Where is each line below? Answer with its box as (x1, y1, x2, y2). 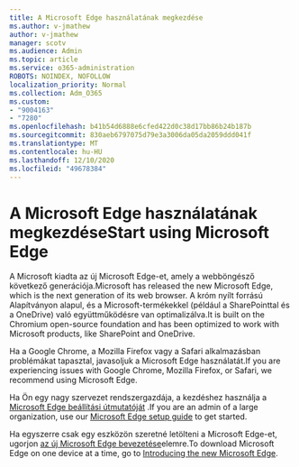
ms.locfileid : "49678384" (9, 164, 106, 173)
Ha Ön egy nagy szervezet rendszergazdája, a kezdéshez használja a (9, 392, 267, 403)
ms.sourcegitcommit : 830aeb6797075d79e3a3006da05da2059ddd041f (9, 131, 252, 140)
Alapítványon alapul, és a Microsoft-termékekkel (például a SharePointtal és (9, 299, 290, 311)
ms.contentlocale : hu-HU (9, 147, 103, 156)
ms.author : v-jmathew (9, 22, 91, 31)
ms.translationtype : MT (9, 139, 99, 148)
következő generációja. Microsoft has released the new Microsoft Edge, (9, 280, 273, 291)
